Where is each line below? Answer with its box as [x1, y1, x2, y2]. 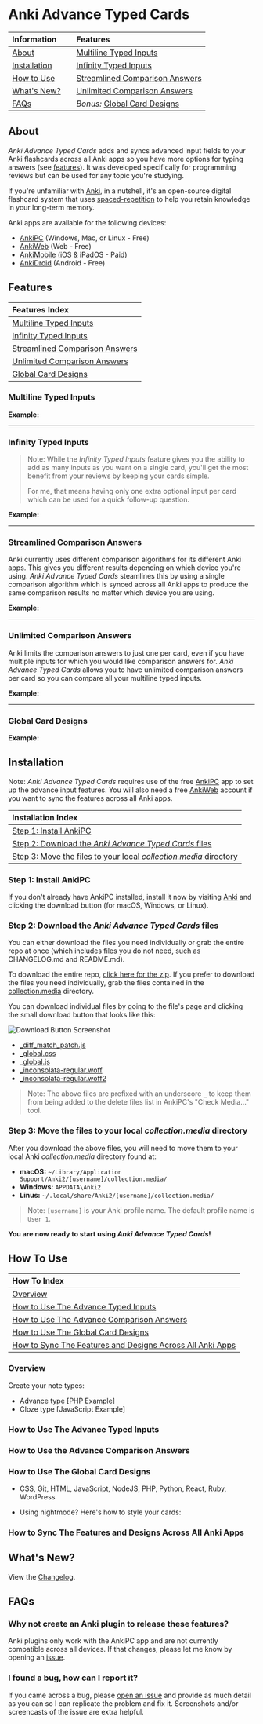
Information [12, 34, 57, 45]
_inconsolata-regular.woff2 [19, 1074, 107, 1083]
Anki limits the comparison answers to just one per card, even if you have [8, 648, 245, 657]
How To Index [12, 1275, 65, 1286]
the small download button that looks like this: [8, 1010, 156, 1020]
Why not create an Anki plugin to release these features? [8, 1619, 229, 1630]
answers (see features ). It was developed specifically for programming [8, 163, 236, 172]
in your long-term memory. [8, 203, 95, 212]
